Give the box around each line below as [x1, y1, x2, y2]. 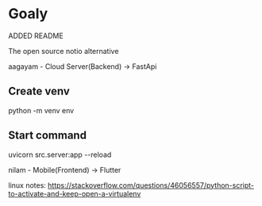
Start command [8, 128, 87, 143]
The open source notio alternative [8, 46, 119, 55]
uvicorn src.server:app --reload [8, 150, 112, 159]
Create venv [8, 85, 70, 98]
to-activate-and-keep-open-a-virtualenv [8, 189, 141, 198]
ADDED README [8, 31, 64, 40]
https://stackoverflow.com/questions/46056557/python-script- [47, 180, 255, 190]
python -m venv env [8, 105, 75, 115]
